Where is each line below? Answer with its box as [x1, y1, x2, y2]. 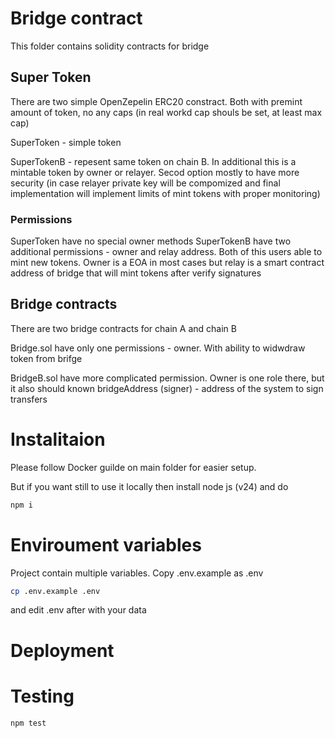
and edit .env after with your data [10, 604, 147, 616]
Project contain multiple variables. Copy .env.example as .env [10, 567, 264, 579]
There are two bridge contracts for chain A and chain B [10, 322, 237, 334]
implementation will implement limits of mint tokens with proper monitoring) [10, 187, 321, 199]
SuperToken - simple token [10, 136, 122, 148]
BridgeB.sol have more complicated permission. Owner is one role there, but [10, 372, 325, 384]
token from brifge [10, 352, 83, 364]
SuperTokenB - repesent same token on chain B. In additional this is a [10, 155, 297, 167]
